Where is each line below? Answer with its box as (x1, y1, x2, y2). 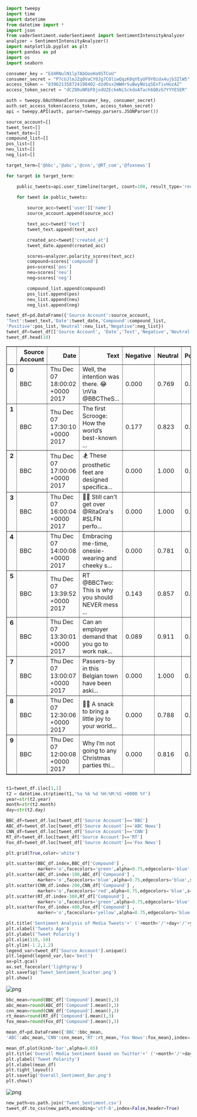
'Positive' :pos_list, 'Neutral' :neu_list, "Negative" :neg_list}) (6, 323, 164, 330)
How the (82, 419, 106, 427)
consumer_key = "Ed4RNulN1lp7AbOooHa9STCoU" (6, 70, 117, 76)
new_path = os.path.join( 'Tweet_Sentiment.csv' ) (6, 1100, 122, 1106)
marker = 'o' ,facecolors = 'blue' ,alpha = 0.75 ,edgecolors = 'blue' (37, 877, 188, 883)
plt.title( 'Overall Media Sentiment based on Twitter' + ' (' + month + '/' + (6, 1051, 185, 1057)
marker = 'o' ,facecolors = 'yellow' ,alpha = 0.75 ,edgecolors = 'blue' (37, 910, 193, 916)
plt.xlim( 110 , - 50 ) (6, 936, 51, 943)
